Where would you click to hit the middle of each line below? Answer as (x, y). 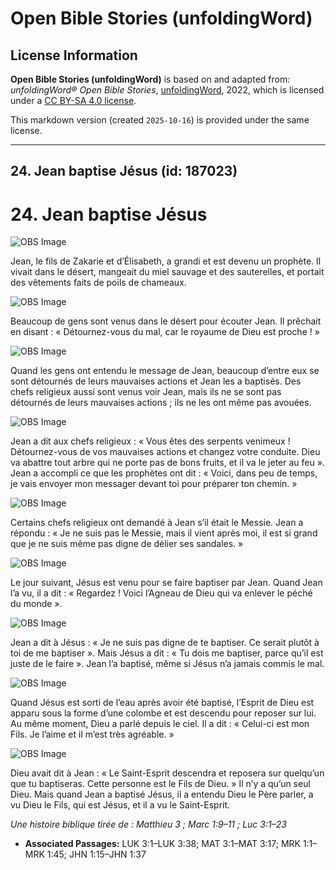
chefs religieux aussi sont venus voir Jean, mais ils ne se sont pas (146, 392)
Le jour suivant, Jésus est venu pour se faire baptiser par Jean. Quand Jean (166, 583)
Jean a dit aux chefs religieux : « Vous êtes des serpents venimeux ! (150, 441)
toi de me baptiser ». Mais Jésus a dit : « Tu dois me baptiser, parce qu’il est (167, 653)
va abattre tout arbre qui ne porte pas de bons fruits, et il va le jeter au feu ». (167, 463)
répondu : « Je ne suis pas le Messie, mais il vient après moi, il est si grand (164, 533)
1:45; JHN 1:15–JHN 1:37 (96, 854)
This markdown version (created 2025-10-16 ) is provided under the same (160, 120)
